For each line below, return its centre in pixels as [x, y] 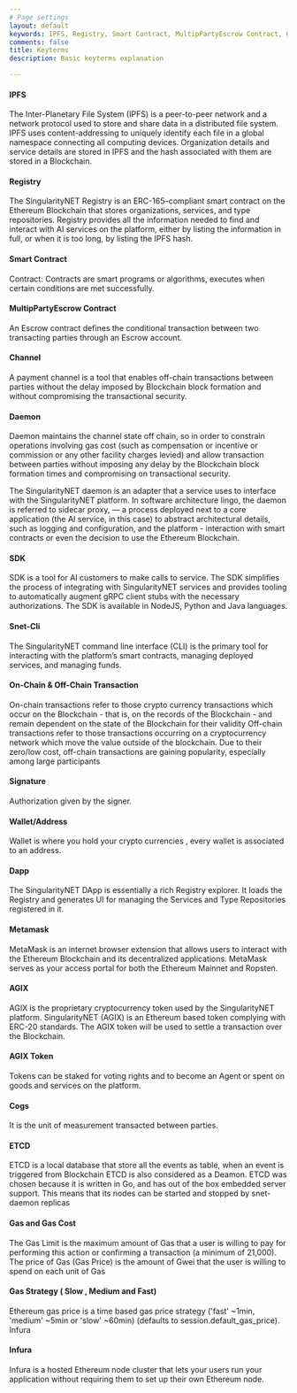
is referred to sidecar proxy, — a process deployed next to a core [128, 510]
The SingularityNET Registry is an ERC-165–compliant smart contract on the [147, 201]
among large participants [55, 761]
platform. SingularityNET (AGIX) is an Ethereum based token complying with [147, 1017]
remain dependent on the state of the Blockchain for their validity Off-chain [146, 723]
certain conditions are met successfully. [82, 288]
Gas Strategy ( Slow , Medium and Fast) [83, 1291]
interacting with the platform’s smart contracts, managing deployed [131, 655]
